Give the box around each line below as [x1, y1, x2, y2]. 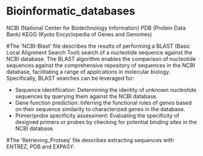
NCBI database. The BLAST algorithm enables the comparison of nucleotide [6, 55, 196, 62]
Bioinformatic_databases [6, 4, 135, 18]
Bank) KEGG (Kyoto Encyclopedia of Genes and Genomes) [6, 30, 153, 37]
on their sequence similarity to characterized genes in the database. [15, 105, 185, 112]
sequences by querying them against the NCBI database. [15, 93, 158, 100]
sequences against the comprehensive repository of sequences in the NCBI [6, 62, 195, 69]
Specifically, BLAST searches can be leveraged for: [6, 74, 135, 82]
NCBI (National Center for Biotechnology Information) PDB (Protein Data [6, 24, 186, 31]
